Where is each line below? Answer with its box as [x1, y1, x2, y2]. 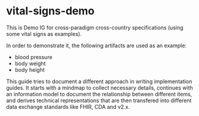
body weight [14, 60, 46, 67]
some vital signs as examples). [6, 30, 82, 37]
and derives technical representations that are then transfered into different [6, 97, 192, 104]
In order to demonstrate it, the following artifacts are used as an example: [6, 42, 187, 49]
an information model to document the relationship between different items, [6, 90, 192, 97]
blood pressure [14, 53, 53, 60]
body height [14, 66, 45, 73]
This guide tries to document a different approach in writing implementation [6, 78, 192, 85]
